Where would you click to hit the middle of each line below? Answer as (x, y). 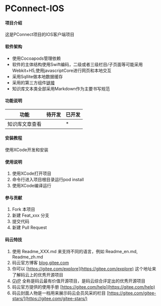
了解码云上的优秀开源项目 (38, 274)
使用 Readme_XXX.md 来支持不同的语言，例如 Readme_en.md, (75, 251)
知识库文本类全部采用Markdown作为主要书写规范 (61, 88)
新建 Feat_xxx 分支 (31, 215)
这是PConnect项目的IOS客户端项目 (40, 34)
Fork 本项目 (24, 209)
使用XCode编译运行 (32, 186)
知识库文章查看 (25, 124)
